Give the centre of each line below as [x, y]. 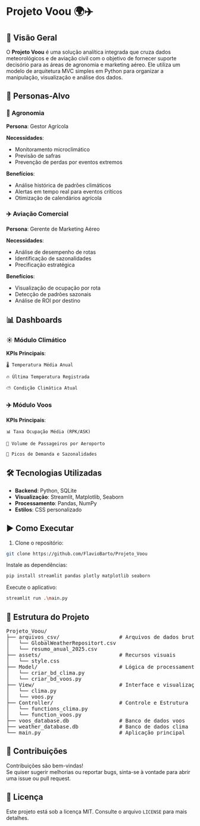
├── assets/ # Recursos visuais [91, 655]
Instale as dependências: [37, 565]
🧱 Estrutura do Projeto [48, 617]
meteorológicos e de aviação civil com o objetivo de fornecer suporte [91, 58]
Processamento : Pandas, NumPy [56, 503]
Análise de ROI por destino [47, 300]
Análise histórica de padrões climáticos [63, 185]
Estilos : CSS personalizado [48, 509]
